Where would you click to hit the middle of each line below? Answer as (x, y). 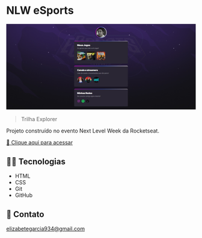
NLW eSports (40, 11)
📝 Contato (25, 214)
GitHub (24, 195)
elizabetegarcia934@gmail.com (46, 228)
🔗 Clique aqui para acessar (40, 143)
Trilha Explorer (39, 119)
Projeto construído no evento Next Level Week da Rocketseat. (83, 131)
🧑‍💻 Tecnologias (36, 161)
